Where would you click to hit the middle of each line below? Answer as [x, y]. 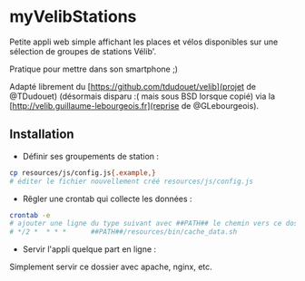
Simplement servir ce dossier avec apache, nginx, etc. [111, 267]
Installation [42, 135]
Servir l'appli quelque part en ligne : [89, 249]
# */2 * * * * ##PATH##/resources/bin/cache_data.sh [123, 232]
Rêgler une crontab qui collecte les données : [107, 199]
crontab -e [30, 215]
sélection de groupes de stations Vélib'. [83, 51]
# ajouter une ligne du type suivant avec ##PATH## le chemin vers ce [146, 224]
